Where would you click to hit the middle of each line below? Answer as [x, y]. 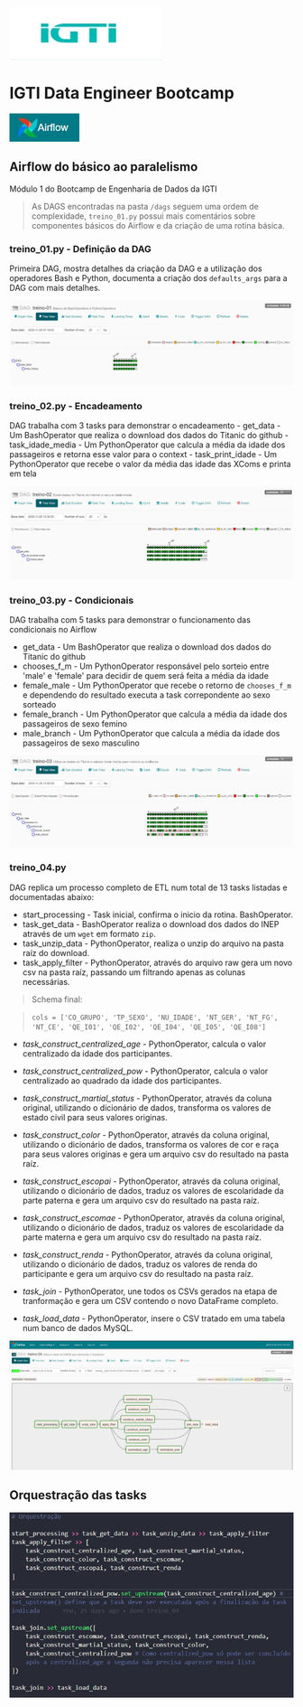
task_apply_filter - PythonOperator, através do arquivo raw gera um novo [157, 962]
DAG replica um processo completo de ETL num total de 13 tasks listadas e [148, 887]
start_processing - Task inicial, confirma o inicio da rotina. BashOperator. [157, 914]
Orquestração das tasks [78, 1495]
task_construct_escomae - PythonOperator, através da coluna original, [154, 1217]
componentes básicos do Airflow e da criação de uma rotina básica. [158, 225]
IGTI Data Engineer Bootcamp [122, 94]
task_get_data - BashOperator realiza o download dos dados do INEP [151, 924]
